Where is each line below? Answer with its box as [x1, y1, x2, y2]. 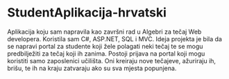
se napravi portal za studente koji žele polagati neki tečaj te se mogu [7, 42, 203, 50]
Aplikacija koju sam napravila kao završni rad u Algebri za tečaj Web [7, 27, 202, 36]
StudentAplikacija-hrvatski [7, 5, 167, 21]
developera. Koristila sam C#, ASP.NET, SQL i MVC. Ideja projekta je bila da [7, 34, 222, 43]
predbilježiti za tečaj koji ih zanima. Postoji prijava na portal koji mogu [7, 49, 205, 58]
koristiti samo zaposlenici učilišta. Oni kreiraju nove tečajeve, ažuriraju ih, [7, 56, 217, 65]
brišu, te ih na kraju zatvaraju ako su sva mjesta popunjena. [7, 64, 177, 72]
